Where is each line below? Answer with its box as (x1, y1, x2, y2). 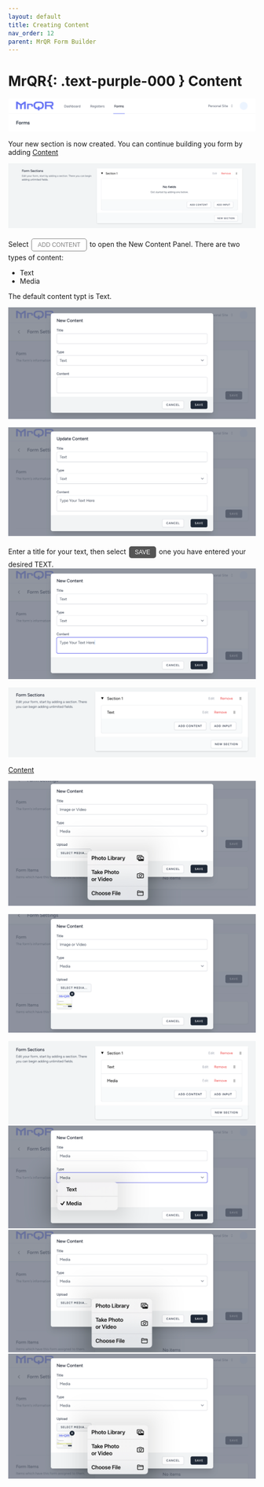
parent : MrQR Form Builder (8, 38, 97, 46)
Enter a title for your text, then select (8, 547, 126, 556)
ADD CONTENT (38, 241, 81, 249)
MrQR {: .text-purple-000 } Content (8, 72, 243, 90)
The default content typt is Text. (8, 292, 112, 301)
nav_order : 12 (8, 29, 55, 37)
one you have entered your (158, 547, 246, 556)
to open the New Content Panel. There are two (89, 240, 240, 249)
